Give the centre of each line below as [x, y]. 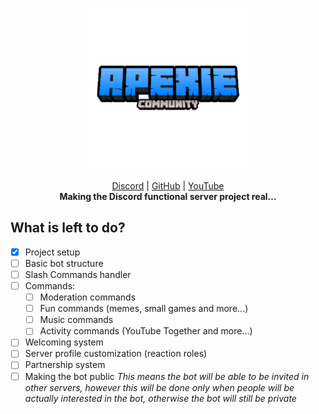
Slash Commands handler [78, 274]
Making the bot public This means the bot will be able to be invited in [167, 376]
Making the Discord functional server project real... [168, 196]
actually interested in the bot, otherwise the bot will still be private [160, 398]
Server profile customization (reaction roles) [116, 354]
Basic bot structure [64, 263]
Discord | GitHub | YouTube [168, 186]
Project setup [52, 252]
